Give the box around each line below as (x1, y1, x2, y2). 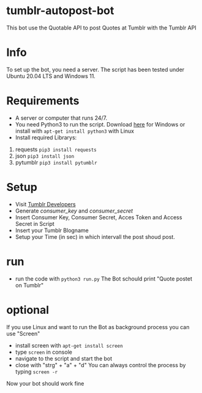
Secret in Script (15, 220, 55, 227)
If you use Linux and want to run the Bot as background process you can (6, 323, 190, 330)
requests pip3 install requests (15, 146, 97, 153)
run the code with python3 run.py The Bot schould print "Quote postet (15, 274, 193, 282)
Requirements (6, 94, 80, 108)
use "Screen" (6, 330, 40, 337)
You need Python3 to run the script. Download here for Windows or (15, 120, 185, 128)
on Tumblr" (15, 281, 44, 289)
